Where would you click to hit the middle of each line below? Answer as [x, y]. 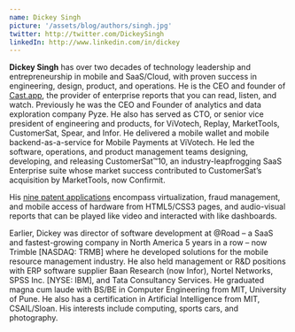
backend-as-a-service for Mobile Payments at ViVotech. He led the [132, 143]
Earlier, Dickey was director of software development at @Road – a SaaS [141, 233]
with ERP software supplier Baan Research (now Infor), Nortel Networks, [141, 271]
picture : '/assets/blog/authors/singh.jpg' [91, 26]
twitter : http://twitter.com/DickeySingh [87, 34]
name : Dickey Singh [45, 17]
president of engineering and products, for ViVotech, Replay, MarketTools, [145, 124]
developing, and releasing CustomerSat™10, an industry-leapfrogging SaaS [145, 161]
